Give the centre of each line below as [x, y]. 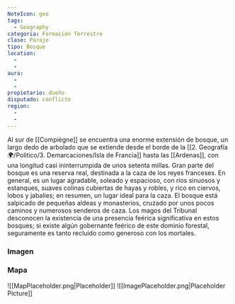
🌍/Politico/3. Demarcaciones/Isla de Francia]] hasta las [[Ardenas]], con [113, 155]
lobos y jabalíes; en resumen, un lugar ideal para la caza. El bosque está [113, 195]
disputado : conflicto [39, 100]
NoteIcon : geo [28, 14]
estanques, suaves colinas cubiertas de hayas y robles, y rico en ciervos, [114, 188]
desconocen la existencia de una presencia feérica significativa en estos [113, 218]
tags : [15, 21]
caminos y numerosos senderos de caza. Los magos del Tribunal [102, 210]
